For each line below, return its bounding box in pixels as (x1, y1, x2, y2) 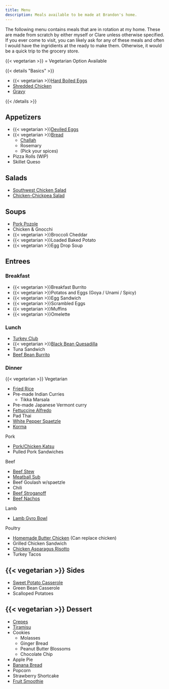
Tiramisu (12, 624, 31, 630)
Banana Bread (12, 662, 42, 668)
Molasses (20, 635, 41, 641)
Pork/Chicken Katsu (12, 444, 55, 450)
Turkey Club (12, 335, 39, 341)
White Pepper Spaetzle (12, 418, 61, 424)
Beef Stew (12, 468, 35, 475)
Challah (20, 137, 37, 143)
